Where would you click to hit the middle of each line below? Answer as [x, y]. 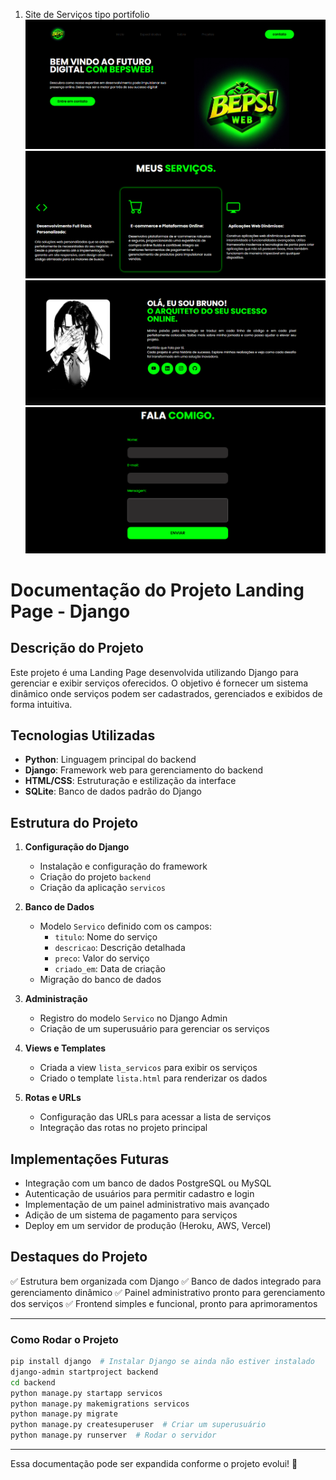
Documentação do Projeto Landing [157, 590]
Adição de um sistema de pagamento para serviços [131, 1215]
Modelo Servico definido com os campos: [125, 926]
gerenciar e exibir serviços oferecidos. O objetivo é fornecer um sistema [159, 683]
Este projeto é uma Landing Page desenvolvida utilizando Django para [154, 672]
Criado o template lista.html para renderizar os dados [153, 1078]
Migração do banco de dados [100, 980]
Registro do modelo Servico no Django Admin [133, 1018]
